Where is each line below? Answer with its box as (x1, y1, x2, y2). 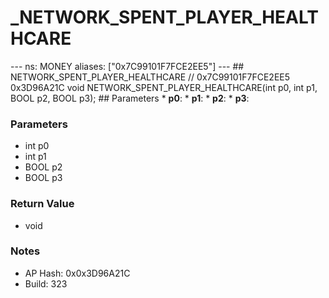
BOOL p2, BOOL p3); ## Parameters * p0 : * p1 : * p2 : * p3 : (10, 92, 250, 104)
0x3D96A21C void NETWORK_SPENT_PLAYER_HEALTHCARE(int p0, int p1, (10, 81, 318, 93)
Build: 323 (24, 277, 68, 290)
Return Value (10, 197, 75, 211)
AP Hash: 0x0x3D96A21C (24, 267, 131, 279)
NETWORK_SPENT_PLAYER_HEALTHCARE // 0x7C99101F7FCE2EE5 (10, 71, 291, 83)
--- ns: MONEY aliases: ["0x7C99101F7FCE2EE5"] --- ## (10, 60, 245, 72)
